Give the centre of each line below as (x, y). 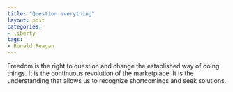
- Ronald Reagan (31, 46)
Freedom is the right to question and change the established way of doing (113, 66)
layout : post (26, 20)
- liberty (22, 33)
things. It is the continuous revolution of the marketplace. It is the (100, 73)
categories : (24, 26)
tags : (15, 40)
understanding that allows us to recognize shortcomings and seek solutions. (117, 80)
